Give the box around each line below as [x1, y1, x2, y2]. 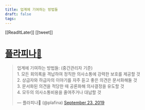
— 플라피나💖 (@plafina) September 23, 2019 [16, 100, 105, 106]
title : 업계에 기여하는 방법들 [5, 7, 58, 12]
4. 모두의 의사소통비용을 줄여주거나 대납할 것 [16, 90, 101, 95]
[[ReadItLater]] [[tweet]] [5, 30, 53, 36]
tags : [5, 16, 16, 21]
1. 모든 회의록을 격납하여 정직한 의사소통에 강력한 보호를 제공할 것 [16, 71, 141, 77]
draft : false [5, 12, 32, 17]
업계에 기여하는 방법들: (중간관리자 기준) [16, 65, 93, 71]
